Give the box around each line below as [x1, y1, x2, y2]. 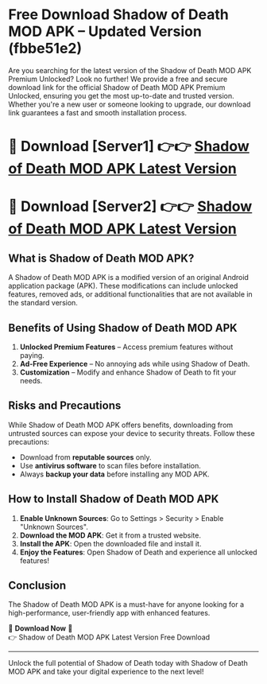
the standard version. [8, 298, 78, 308]
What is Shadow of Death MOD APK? [8, 251, 195, 265]
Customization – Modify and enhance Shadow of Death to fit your [19, 367, 237, 377]
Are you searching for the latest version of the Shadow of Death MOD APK [8, 65, 252, 75]
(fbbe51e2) [8, 40, 83, 57]
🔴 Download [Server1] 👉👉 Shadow [8, 138, 250, 156]
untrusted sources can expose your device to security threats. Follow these [8, 428, 256, 438]
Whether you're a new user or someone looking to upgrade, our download [8, 99, 251, 109]
